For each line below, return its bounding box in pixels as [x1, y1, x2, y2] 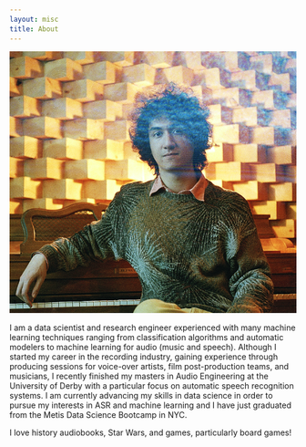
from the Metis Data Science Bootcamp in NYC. [9, 410, 188, 421]
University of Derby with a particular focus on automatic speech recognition [9, 380, 294, 391]
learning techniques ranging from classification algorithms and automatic [9, 332, 284, 343]
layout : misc [9, 15, 59, 24]
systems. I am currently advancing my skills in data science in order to [9, 390, 273, 401]
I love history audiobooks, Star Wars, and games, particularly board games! [9, 427, 292, 438]
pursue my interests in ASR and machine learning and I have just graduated [9, 400, 292, 411]
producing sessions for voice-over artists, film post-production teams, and [9, 361, 290, 372]
